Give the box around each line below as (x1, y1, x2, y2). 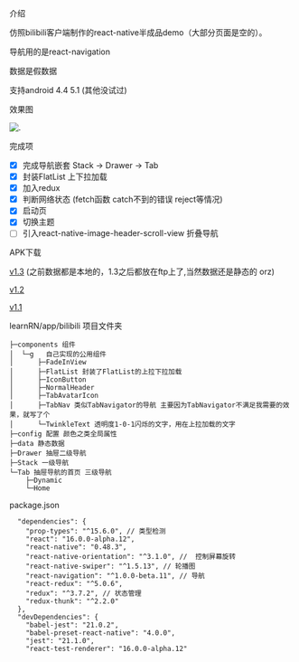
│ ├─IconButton (9, 375, 88, 384)
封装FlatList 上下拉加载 (22, 171, 108, 183)
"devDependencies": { (17, 613, 99, 622)
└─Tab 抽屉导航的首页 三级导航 (9, 468, 112, 478)
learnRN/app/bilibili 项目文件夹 (9, 320, 123, 332)
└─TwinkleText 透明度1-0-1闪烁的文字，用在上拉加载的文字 (37, 420, 237, 430)
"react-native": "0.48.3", (25, 543, 127, 552)
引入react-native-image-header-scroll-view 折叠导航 (22, 228, 219, 239)
